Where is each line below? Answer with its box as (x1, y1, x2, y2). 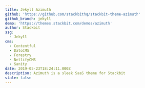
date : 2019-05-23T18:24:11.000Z (5, 66, 71, 71)
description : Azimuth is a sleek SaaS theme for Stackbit (5, 71, 125, 76)
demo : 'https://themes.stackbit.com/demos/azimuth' (5, 21, 112, 26)
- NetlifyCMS (9, 57, 36, 62)
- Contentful (9, 44, 36, 48)
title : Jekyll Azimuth (5, 7, 51, 12)
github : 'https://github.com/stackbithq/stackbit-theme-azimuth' (5, 12, 141, 17)
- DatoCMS (9, 48, 29, 53)
